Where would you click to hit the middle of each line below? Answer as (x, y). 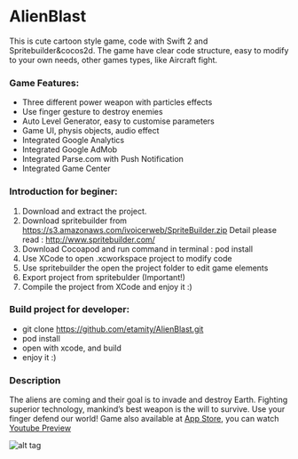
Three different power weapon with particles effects (117, 102)
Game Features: (44, 83)
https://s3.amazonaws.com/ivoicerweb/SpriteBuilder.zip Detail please (149, 229)
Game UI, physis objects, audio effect (90, 131)
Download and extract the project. (84, 211)
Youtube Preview (40, 428)
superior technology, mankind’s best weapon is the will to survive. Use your (147, 409)
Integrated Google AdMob (70, 149)
